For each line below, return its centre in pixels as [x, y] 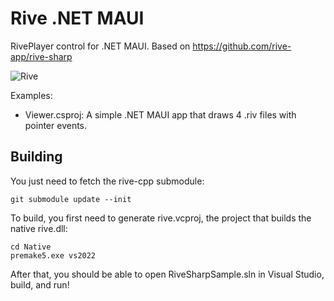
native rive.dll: [39, 228]
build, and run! [40, 284]
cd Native [31, 247]
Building [36, 157]
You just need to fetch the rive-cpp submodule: [107, 181]
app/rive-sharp [41, 56]
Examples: [31, 95]
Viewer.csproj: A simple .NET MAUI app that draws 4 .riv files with [160, 114]
